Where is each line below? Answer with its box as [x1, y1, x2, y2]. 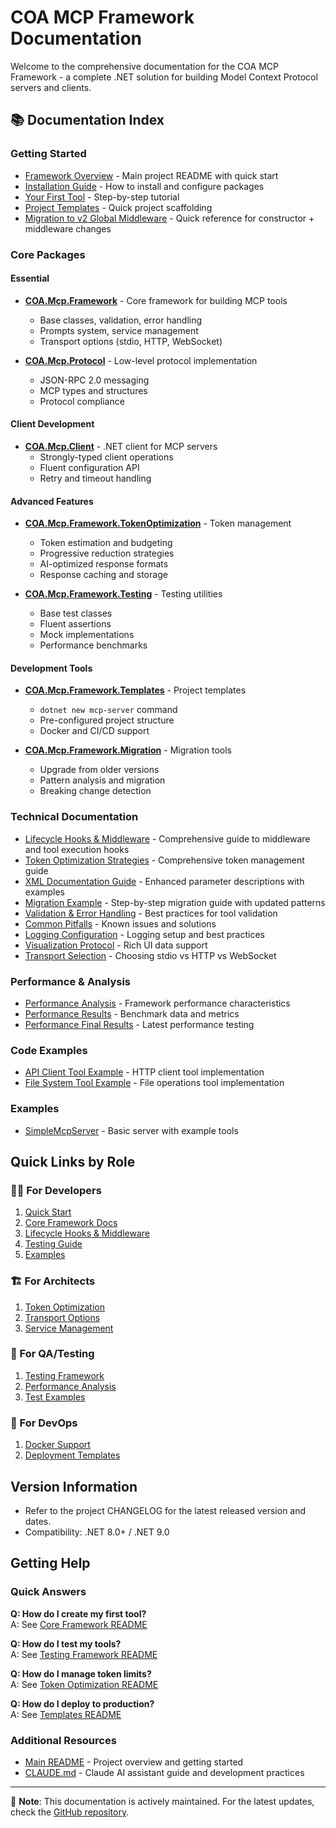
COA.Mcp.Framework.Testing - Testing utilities [24, 588, 223, 600]
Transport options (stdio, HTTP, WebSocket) [39, 335, 223, 347]
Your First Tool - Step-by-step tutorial [24, 191, 180, 203]
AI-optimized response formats [39, 558, 169, 570]
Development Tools [10, 662, 93, 674]
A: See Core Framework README [10, 1618, 148, 1630]
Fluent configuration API [39, 461, 140, 473]
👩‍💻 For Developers [10, 1183, 102, 1197]
